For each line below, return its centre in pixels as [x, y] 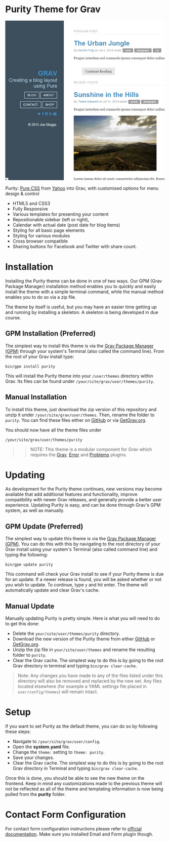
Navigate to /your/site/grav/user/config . [56, 741]
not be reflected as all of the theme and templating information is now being [84, 789]
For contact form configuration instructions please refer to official [73, 828]
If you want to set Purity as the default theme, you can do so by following [81, 726]
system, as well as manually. [35, 510]
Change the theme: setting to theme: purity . [58, 752]
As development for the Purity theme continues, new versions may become [84, 489]
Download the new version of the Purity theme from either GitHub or [84, 639]
